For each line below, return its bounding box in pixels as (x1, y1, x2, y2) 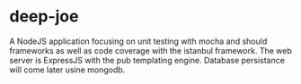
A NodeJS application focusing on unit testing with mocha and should (9, 36, 268, 46)
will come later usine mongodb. (9, 64, 126, 75)
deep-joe (9, 6, 79, 27)
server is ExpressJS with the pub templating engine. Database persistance (9, 55, 286, 65)
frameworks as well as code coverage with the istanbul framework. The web (9, 45, 292, 55)
